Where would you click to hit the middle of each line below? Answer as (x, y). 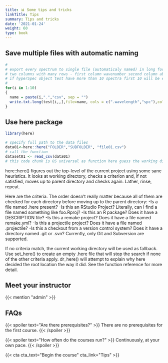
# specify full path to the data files (47, 143)
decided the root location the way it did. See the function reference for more (84, 264)
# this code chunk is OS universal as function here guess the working (81, 161)
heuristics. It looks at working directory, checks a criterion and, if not (76, 176)
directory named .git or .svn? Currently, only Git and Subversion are (74, 233)
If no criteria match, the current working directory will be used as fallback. (81, 248)
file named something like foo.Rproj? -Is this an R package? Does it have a (81, 212)
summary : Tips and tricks (32, 19)
